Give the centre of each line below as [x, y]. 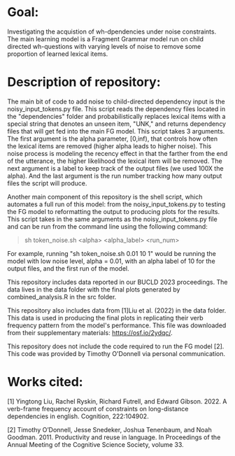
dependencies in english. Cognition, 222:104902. [78, 416]
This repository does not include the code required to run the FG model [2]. [116, 346]
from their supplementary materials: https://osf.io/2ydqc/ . [90, 332]
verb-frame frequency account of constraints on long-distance [98, 408]
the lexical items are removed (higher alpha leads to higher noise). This [109, 146]
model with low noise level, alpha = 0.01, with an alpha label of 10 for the [111, 261]
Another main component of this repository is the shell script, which [105, 197]
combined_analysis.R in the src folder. [62, 297]
